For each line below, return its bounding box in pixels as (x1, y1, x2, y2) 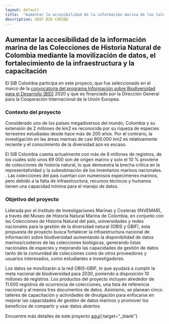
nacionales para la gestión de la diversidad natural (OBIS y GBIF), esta (5, 223, 150, 229)
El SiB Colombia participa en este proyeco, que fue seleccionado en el (5, 80, 151, 86)
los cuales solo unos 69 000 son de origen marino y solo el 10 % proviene (5, 156, 158, 163)
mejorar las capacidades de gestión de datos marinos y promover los (5, 297, 149, 303)
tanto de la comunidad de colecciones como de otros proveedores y (5, 250, 147, 256)
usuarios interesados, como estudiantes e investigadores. (5, 255, 125, 262)
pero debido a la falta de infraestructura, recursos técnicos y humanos (5, 178, 152, 184)
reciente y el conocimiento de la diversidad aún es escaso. (5, 141, 127, 147)
